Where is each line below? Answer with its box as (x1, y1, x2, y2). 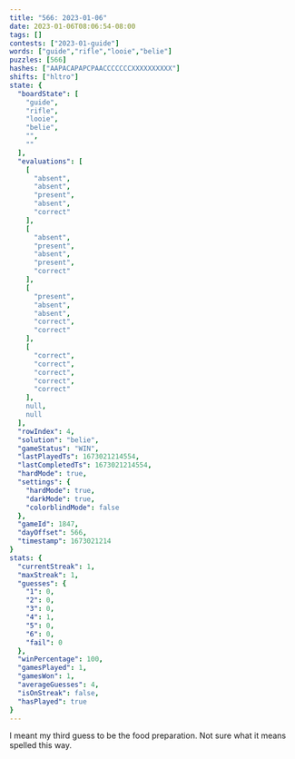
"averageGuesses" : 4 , (17, 680, 100, 689)
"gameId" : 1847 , (17, 519, 79, 529)
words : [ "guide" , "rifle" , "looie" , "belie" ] (9, 47, 172, 56)
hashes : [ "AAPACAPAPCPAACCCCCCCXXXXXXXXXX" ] (9, 64, 181, 74)
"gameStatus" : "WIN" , (17, 444, 100, 453)
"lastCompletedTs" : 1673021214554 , (17, 460, 152, 470)
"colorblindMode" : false (25, 503, 120, 512)
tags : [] (9, 30, 43, 39)
